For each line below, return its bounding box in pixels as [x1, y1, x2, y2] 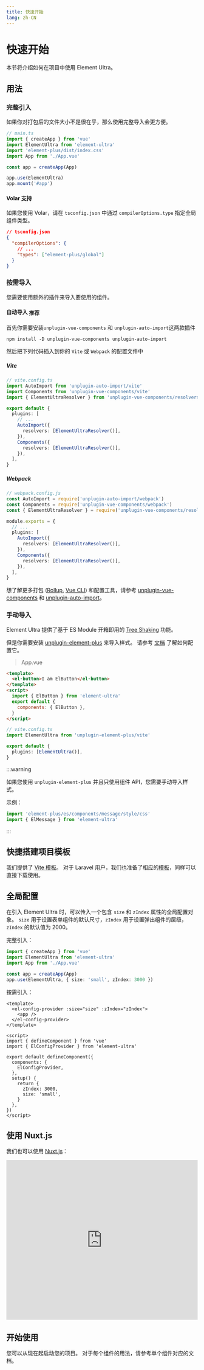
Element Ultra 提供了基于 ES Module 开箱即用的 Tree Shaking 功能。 [6, 626, 177, 633]
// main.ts [6, 130, 34, 137]
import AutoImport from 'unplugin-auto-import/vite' [6, 383, 143, 389]
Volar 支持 [6, 194, 32, 201]
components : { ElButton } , [17, 704, 86, 710]
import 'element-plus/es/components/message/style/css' [6, 811, 151, 817]
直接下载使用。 [6, 872, 44, 879]
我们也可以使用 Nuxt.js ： [6, 1148, 69, 1155]
